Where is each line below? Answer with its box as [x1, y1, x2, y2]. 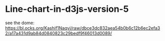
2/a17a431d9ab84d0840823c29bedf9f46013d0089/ [5, 30, 112, 36]
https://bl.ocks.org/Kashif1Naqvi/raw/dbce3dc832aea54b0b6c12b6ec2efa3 [5, 25, 160, 31]
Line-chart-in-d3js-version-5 [5, 3, 129, 15]
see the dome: [5, 20, 35, 26]
